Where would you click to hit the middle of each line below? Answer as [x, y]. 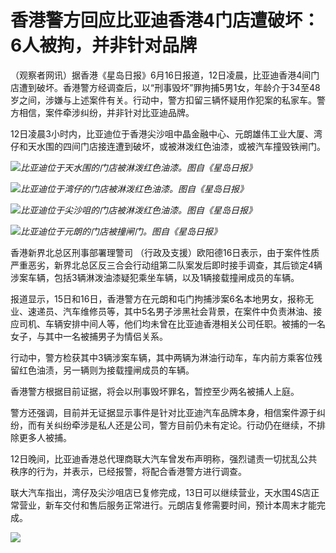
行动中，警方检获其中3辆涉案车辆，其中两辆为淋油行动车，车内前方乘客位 [162, 357]
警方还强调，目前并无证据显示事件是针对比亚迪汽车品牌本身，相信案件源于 [163, 412]
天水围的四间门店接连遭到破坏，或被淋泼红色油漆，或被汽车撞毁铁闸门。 [176, 146]
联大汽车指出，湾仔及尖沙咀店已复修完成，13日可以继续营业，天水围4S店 [161, 492]
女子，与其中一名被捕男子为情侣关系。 [89, 336]
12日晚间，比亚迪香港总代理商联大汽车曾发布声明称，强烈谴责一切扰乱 [155, 458]
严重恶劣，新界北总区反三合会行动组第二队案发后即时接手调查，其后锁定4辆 [166, 265]
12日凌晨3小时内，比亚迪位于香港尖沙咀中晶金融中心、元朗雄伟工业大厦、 [162, 133]
